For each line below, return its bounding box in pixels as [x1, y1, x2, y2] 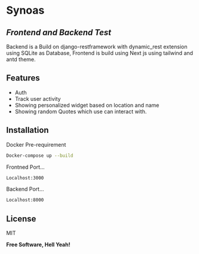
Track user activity [14, 95, 61, 102]
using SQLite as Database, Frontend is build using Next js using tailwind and [6, 49, 193, 57]
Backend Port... [6, 185, 44, 193]
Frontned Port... [6, 163, 45, 171]
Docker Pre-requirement [6, 141, 66, 148]
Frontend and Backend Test [6, 27, 112, 38]
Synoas [6, 4, 45, 17]
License [6, 213, 36, 224]
